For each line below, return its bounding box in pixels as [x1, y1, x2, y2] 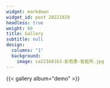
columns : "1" [11, 48, 44, 54]
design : [6, 42, 25, 48]
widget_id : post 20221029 [6, 14, 70, 20]
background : [11, 53, 41, 59]
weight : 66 [6, 25, 33, 32]
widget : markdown [6, 8, 49, 15]
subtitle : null [6, 36, 44, 42]
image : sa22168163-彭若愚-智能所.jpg [17, 58, 105, 64]
